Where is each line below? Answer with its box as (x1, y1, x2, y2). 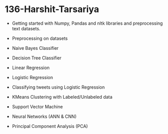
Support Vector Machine (12, 103, 63, 109)
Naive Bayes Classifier (12, 45, 59, 51)
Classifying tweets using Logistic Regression (12, 84, 105, 90)
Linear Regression (12, 64, 50, 71)
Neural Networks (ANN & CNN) (12, 113, 77, 119)
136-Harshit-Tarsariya (5, 4, 99, 15)
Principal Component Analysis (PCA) (12, 123, 89, 129)
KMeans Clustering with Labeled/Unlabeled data (12, 94, 113, 100)
